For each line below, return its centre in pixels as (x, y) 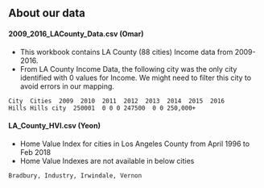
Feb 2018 (35, 152)
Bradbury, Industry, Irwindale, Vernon (75, 175)
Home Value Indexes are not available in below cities (107, 161)
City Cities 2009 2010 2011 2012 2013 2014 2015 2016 (117, 101)
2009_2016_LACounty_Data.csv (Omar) (76, 33)
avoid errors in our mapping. (67, 86)
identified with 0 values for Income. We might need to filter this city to (136, 77)
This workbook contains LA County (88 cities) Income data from (126, 52)
